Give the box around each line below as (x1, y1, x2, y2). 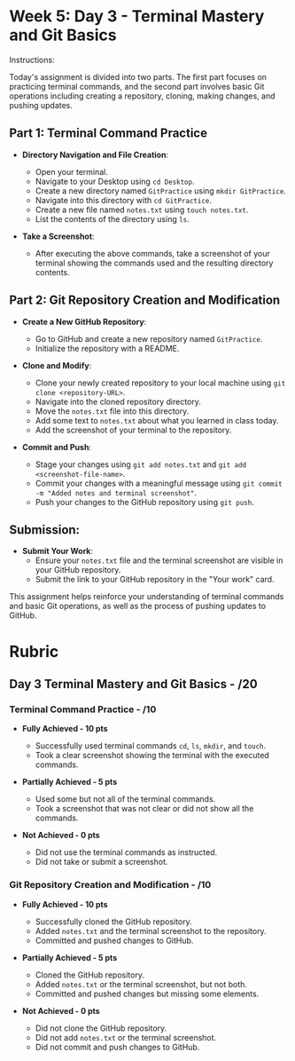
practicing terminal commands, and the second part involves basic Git (9, 81, 265, 91)
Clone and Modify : (21, 360, 92, 370)
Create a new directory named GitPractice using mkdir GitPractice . (35, 185, 286, 196)
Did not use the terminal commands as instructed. (35, 847, 218, 858)
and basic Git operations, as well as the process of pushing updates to (9, 601, 267, 612)
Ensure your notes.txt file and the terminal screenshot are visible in (35, 555, 283, 566)
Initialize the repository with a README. (35, 343, 180, 353)
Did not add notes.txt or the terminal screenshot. (35, 1032, 217, 1042)
